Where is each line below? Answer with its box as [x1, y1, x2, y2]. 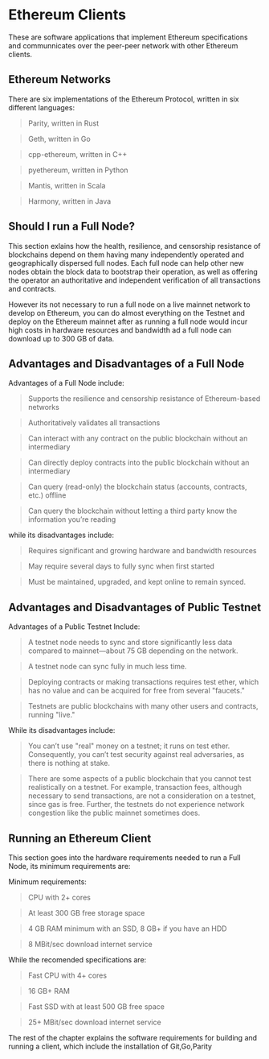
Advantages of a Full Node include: [8, 379, 124, 388]
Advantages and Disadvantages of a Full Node [8, 357, 245, 370]
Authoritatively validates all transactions [27, 418, 161, 428]
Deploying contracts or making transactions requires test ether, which [27, 677, 259, 687]
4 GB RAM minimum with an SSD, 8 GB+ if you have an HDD [27, 924, 227, 933]
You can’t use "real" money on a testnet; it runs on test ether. [27, 741, 230, 751]
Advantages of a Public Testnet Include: [8, 622, 141, 631]
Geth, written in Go [27, 134, 91, 143]
